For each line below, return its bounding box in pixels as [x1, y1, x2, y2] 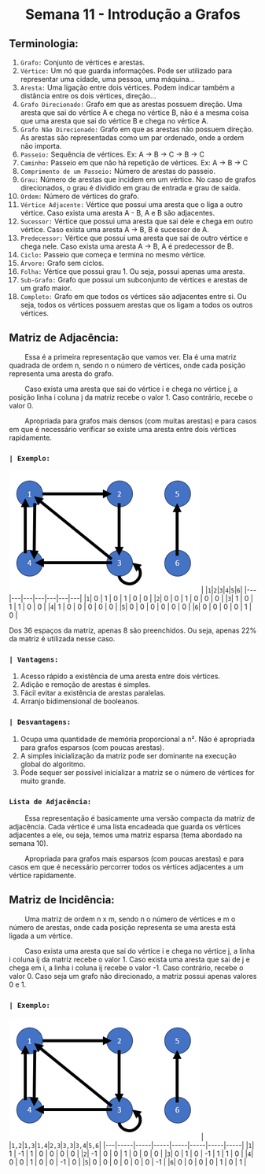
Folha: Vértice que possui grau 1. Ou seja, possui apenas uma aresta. [20, 267, 245, 276]
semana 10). [9, 839, 49, 847]
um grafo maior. [20, 283, 72, 293]
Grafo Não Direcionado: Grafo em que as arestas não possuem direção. [20, 124, 254, 134]
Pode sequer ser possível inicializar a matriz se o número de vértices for [20, 767, 255, 777]
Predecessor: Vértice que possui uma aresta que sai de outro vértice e [20, 234, 248, 242]
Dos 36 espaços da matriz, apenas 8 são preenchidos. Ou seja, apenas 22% [9, 626, 257, 635]
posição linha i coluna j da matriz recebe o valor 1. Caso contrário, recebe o [9, 392, 253, 402]
